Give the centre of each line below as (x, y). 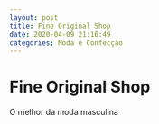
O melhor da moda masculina (64, 112)
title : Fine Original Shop (60, 26)
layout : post (34, 18)
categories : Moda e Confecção (66, 43)
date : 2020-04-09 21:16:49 (60, 34)
